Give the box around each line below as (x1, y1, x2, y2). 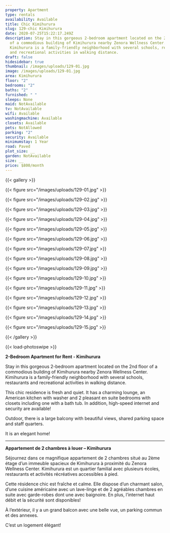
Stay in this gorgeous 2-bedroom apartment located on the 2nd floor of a (5, 363, 158, 369)
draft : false (5, 54, 33, 60)
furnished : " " (5, 92, 37, 97)
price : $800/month (5, 163, 44, 168)
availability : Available (5, 17, 58, 22)
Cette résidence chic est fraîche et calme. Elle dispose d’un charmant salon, (5, 481, 163, 487)
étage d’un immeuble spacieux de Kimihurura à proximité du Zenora (5, 460, 147, 466)
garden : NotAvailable (5, 154, 51, 159)
